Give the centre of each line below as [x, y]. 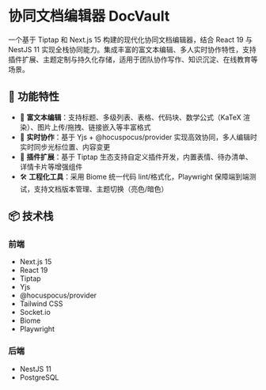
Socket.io [35, 312]
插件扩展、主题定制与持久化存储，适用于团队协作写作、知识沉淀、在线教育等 [133, 59]
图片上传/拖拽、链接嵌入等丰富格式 [94, 127]
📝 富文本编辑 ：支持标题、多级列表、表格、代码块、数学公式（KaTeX [130, 117]
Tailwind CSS [41, 304]
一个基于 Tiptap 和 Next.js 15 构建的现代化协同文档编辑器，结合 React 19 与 [131, 40]
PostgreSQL [39, 377]
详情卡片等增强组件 [51, 166]
